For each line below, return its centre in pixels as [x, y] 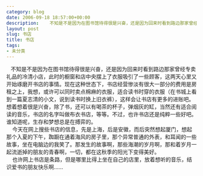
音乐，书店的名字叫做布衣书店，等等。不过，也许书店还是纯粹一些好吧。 [107, 114]
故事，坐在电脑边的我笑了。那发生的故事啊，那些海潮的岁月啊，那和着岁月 [99, 144]
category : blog [25, 12]
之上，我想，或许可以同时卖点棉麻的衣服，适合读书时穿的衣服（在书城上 [101, 92]
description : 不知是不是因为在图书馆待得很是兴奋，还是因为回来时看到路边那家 [98, 23]
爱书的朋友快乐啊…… [37, 167]
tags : [13, 46]
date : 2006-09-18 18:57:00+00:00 [48, 17]
